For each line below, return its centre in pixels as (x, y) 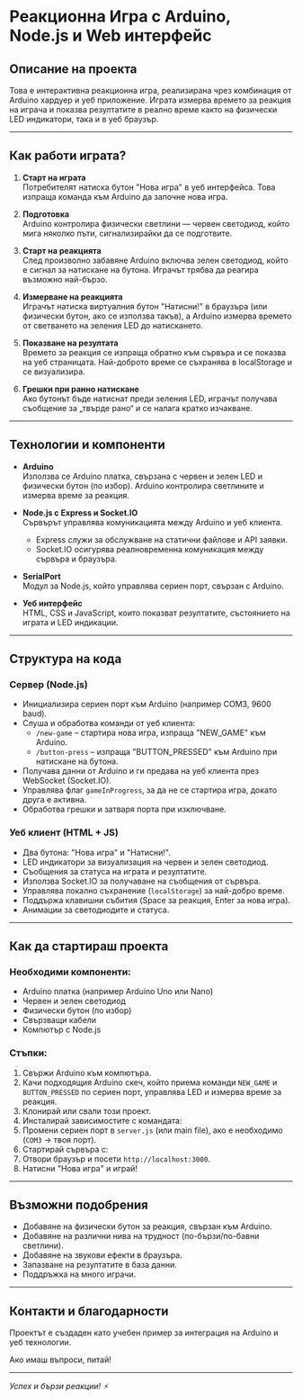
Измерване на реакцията (72, 296)
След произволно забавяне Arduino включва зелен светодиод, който (155, 260)
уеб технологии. (40, 1342)
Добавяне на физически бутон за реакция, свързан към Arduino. (147, 1226)
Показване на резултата (70, 343)
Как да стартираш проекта (89, 946)
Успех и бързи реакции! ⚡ (59, 1387)
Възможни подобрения (79, 1204)
